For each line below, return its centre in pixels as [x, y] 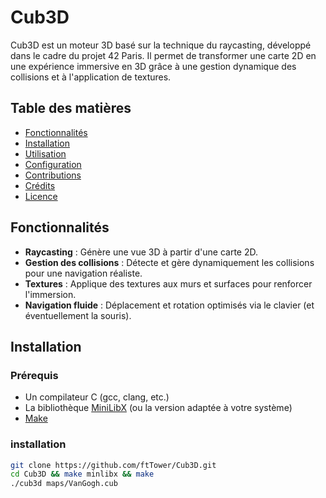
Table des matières [71, 108]
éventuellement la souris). [78, 315]
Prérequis [34, 375]
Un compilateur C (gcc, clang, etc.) [97, 397]
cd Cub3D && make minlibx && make [82, 474]
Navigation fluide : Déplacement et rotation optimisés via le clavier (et [169, 305]
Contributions [53, 175]
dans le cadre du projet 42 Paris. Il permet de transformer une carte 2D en [163, 55]
